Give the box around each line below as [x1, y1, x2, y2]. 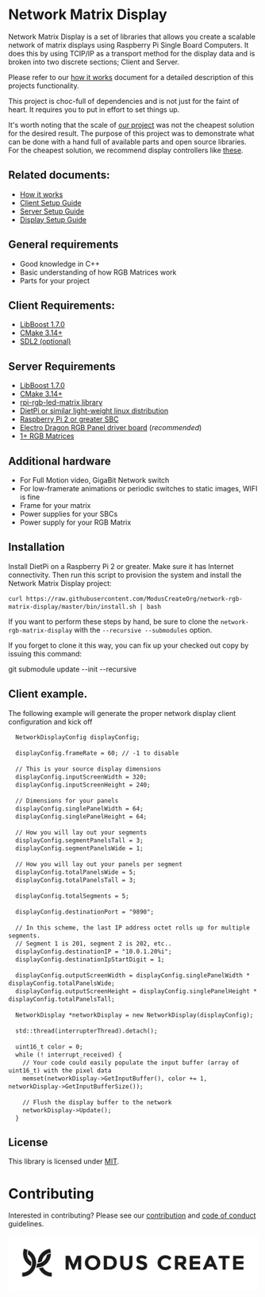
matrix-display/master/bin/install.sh [8, 602, 136, 610]
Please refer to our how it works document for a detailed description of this [8, 72, 254, 82]
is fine [19, 492, 40, 502]
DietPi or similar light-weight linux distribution [19, 406, 169, 416]
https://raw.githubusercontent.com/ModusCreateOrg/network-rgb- [25, 595, 244, 602]
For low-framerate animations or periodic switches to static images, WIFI [19, 484, 258, 493]
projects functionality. [8, 81, 79, 90]
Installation [8, 541, 65, 554]
